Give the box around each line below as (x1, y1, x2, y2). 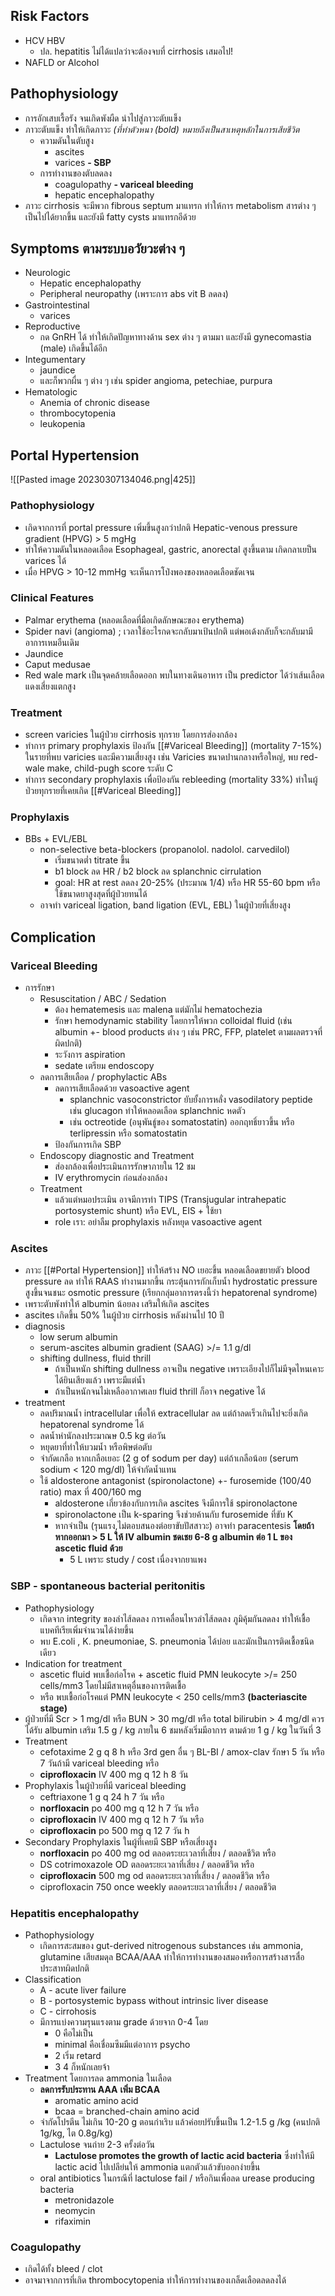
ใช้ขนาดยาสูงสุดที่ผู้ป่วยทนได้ (54, 888, 148, 900)
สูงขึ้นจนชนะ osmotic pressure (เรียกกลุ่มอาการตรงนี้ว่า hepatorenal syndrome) (24, 1287, 318, 1299)
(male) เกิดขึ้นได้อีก (39, 342, 108, 354)
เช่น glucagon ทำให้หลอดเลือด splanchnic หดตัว (69, 1105, 246, 1117)
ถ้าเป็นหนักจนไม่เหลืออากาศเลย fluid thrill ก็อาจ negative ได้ (54, 1385, 266, 1398)
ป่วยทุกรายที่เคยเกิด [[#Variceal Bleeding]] (24, 785, 182, 797)
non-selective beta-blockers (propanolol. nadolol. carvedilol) (39, 844, 291, 856)
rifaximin (54, 2215, 91, 2228)
